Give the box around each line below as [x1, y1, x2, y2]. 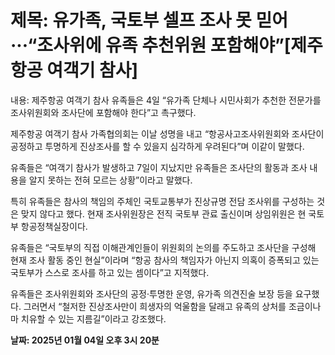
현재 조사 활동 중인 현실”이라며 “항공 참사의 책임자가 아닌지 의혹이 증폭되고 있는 [10, 254, 320, 266]
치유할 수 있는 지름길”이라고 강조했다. [20, 312, 167, 325]
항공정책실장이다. [20, 220, 88, 232]
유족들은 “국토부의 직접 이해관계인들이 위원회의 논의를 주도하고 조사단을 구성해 [10, 241, 317, 253]
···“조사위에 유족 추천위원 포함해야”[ [10, 34, 292, 57]
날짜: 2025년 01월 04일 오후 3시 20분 [10, 334, 160, 346]
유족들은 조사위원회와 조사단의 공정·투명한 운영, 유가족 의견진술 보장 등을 [10, 287, 293, 300]
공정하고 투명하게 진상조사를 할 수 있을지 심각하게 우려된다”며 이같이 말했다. [10, 140, 305, 152]
